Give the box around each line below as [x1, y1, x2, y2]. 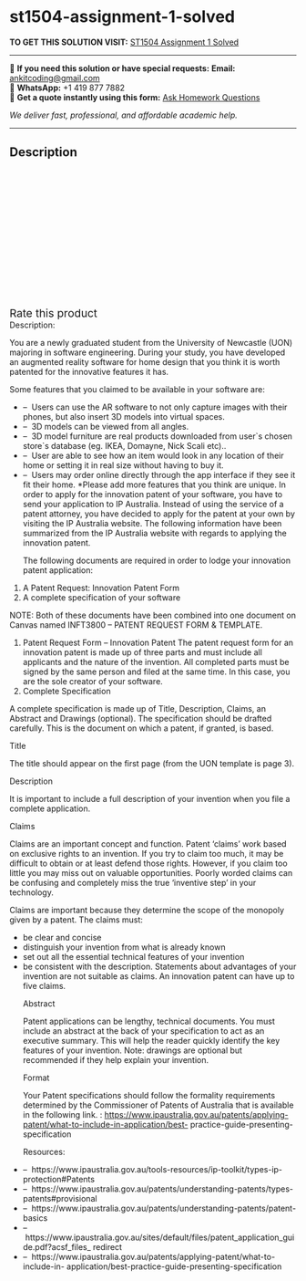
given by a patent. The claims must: [9, 914, 144, 925]
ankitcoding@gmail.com [9, 72, 100, 83]
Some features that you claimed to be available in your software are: [9, 383, 266, 394]
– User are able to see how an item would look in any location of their [22, 450, 284, 461]
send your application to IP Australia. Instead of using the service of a [22, 498, 284, 509]
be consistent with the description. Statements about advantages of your [22, 961, 297, 972]
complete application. [9, 803, 91, 814]
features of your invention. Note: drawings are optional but [22, 1045, 243, 1056]
